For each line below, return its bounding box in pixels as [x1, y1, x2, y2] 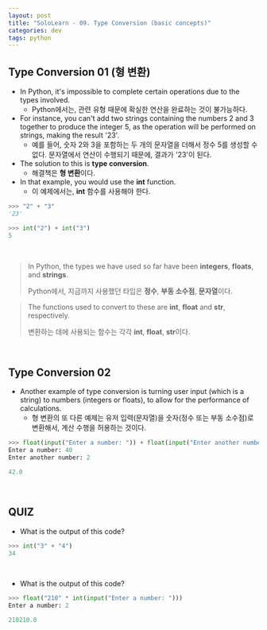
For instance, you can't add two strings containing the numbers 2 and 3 [19, 114, 254, 123]
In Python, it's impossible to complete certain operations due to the [19, 87, 240, 96]
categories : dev [8, 26, 62, 34]
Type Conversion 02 [8, 365, 111, 379]
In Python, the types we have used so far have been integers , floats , [27, 261, 254, 271]
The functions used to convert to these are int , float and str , [27, 302, 226, 311]
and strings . [27, 269, 69, 279]
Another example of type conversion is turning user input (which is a [19, 387, 245, 396]
